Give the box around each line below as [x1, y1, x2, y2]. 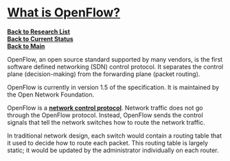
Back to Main [7, 42, 45, 50]
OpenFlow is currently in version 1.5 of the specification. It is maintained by [7, 83, 220, 91]
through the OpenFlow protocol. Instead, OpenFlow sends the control [7, 111, 204, 119]
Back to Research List [7, 27, 71, 36]
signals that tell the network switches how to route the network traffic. [7, 118, 205, 126]
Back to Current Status [7, 34, 73, 42]
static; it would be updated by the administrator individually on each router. [7, 146, 219, 154]
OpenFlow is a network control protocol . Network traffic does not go [7, 103, 203, 112]
